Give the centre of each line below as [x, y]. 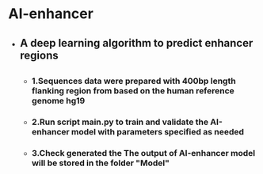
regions [39, 55]
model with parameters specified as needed [157, 131]
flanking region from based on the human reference [133, 90]
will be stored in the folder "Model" [101, 163]
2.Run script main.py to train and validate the [120, 122]
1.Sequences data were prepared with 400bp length [133, 81]
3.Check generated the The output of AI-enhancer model [143, 153]
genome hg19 [58, 100]
